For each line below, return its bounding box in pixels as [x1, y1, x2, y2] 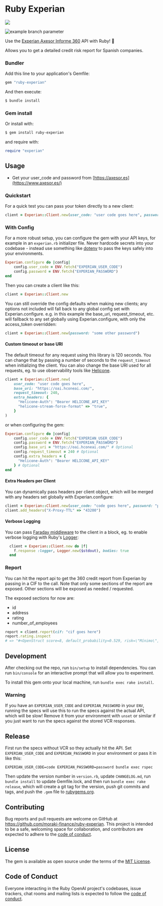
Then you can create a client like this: [5, 282, 80, 288]
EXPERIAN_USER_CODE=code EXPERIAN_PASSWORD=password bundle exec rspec [5, 765, 153, 770]
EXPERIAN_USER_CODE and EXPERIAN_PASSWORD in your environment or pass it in [5, 750, 157, 756]
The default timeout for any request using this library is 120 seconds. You [5, 352, 151, 358]
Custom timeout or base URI [5, 341, 63, 347]
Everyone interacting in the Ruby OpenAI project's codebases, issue [5, 885, 142, 891]
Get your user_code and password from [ [12, 175, 95, 180]
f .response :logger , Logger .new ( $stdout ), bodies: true [14, 548, 130, 553]
